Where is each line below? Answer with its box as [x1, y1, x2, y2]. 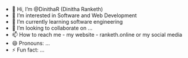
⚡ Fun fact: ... [11, 46, 45, 53]
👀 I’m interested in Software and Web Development [11, 12, 137, 19]
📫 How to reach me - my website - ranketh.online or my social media [11, 31, 183, 38]
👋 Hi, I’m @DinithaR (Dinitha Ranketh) [11, 6, 103, 12]
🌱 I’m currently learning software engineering [11, 18, 123, 25]
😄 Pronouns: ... [11, 40, 51, 47]
